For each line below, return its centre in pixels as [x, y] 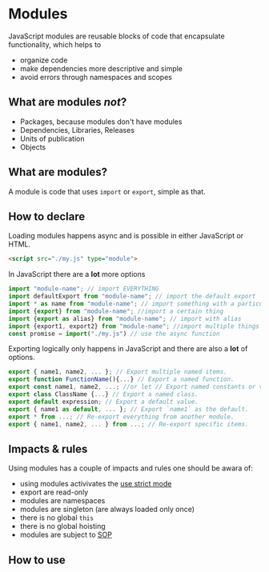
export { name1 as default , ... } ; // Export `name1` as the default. [128, 409]
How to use [37, 560]
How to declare [47, 216]
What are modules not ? [68, 102]
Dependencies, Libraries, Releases [77, 130]
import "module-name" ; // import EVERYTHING [84, 289]
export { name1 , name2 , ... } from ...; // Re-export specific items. [128, 424]
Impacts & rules [48, 449]
